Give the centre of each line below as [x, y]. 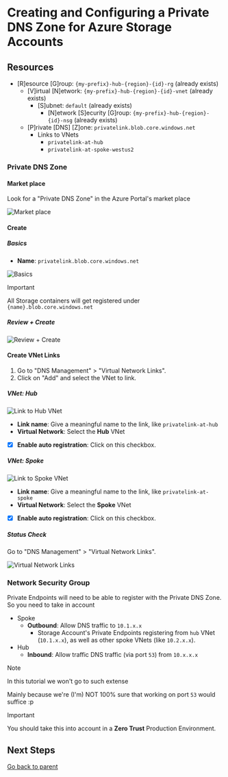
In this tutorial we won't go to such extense [68, 682]
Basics [17, 243]
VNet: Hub [22, 393]
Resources [30, 67]
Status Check [27, 534]
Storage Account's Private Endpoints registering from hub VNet [126, 633]
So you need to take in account [51, 605]
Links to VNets [58, 135]
